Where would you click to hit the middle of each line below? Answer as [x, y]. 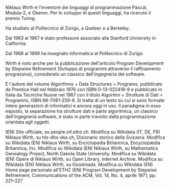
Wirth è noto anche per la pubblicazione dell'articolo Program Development [85, 63]
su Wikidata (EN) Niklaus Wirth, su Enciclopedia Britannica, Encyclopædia [83, 143]
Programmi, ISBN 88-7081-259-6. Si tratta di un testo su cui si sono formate [85, 100]
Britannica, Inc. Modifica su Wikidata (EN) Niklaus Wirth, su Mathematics [82, 148]
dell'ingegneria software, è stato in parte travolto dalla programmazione [81, 116]
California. [16, 43]
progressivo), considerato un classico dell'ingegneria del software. [75, 74]
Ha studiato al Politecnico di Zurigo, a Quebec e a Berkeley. [68, 28]
